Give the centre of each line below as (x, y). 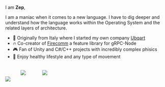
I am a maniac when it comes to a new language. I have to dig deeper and (82, 17)
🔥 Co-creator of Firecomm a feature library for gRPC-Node (74, 43)
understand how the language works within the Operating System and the (83, 23)
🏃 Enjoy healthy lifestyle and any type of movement (66, 56)
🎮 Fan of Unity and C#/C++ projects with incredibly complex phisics (85, 49)
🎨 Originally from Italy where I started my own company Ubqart (79, 38)
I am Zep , (15, 7)
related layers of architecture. (36, 28)
